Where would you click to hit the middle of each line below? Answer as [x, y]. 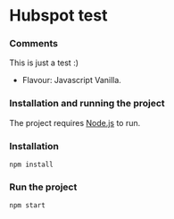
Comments [33, 44]
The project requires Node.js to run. [75, 122]
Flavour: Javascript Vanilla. [72, 80]
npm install [31, 165]
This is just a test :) [44, 63]
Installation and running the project [87, 104]
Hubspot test [58, 16]
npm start [28, 206]
